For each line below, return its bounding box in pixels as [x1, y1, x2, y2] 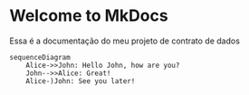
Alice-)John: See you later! [25, 76, 136, 86]
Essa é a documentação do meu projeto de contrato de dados [9, 35, 240, 46]
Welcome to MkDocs [9, 5, 169, 26]
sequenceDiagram [9, 52, 71, 62]
